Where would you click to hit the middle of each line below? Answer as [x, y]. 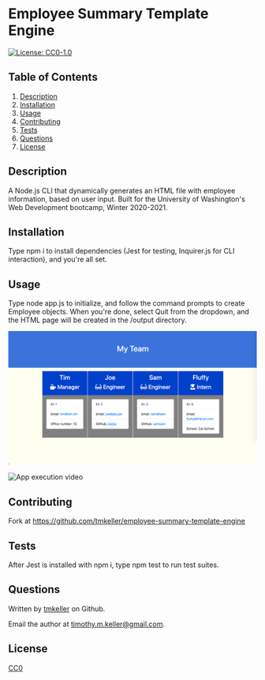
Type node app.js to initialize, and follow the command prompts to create [127, 303]
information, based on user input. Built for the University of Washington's [127, 199]
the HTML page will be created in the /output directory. [97, 320]
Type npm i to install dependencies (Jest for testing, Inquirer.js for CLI [121, 251]
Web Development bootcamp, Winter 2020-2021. [88, 207]
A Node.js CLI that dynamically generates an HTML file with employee [122, 190]
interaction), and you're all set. [58, 259]
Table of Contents [53, 77]
